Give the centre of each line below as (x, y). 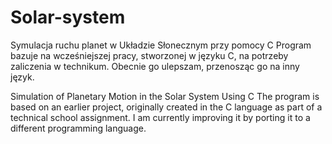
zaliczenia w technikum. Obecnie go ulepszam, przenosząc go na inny (155, 66)
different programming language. (78, 128)
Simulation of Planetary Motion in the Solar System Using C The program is (165, 96)
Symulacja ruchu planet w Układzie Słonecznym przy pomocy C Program (161, 45)
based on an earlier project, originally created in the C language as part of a (166, 107)
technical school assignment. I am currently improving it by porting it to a (160, 117)
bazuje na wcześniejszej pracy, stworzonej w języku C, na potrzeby (149, 55)
